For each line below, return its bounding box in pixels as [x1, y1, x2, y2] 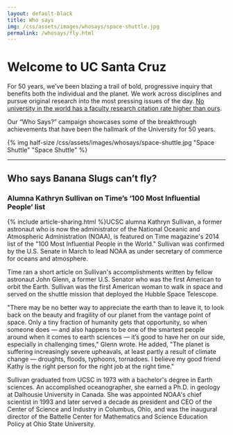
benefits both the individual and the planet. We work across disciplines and [7, 89, 222, 98]
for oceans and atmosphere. [7, 254, 88, 263]
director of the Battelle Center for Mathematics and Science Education [7, 412, 208, 420]
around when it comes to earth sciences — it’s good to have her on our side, [7, 332, 225, 341]
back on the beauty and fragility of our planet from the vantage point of [7, 310, 212, 319]
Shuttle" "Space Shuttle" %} [7, 146, 88, 154]
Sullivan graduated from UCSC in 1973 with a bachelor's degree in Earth [7, 375, 213, 384]
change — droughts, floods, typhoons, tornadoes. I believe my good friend [7, 355, 221, 363]
